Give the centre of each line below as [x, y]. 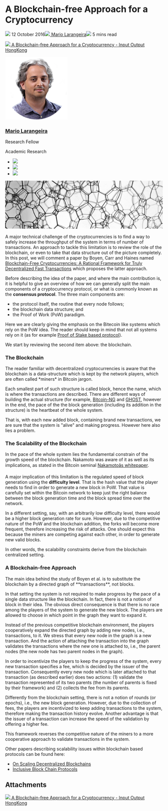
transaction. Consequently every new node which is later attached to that [81, 672]
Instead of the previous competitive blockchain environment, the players [79, 625]
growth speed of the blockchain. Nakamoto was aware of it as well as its [80, 460]
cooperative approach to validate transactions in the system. [67, 739]
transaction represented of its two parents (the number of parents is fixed [81, 682]
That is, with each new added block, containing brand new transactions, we [83, 420]
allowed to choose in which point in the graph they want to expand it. [76, 615]
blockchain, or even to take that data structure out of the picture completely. [84, 252]
